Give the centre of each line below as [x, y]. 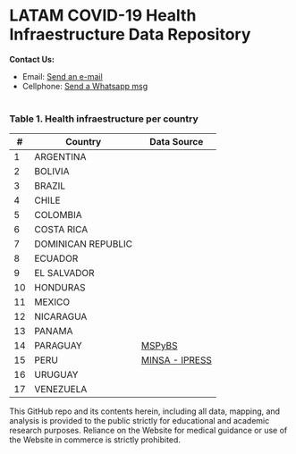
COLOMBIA [58, 215]
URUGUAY [56, 374]
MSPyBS [159, 346]
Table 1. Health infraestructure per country [104, 119]
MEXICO [52, 302]
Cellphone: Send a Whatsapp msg [85, 86]
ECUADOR [56, 258]
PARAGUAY [58, 346]
